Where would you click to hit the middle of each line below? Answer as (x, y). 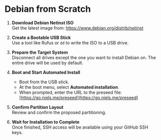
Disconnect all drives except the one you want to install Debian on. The (84, 57)
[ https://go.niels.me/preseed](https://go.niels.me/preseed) (79, 98)
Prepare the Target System (40, 52)
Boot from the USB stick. (44, 82)
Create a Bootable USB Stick (41, 37)
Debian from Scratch (48, 9)
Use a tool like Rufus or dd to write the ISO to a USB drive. (70, 42)
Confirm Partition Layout (37, 107)
